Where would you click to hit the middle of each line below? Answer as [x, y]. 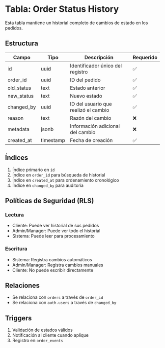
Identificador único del [96, 66]
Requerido [145, 57]
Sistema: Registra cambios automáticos [52, 259]
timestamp [53, 140]
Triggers [18, 318]
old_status [19, 88]
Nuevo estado [86, 96]
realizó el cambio [90, 110]
